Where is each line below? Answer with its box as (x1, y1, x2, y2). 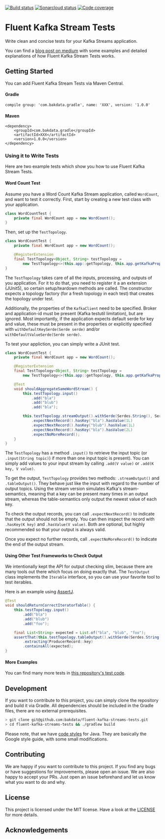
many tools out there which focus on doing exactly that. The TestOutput (5, 569, 150, 575)
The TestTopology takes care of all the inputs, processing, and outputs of (5, 275, 152, 281)
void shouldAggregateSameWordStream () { (14, 387, 98, 391)
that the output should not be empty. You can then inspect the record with (5, 516, 155, 522)
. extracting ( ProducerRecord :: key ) (23, 639, 93, 645)
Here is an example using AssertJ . (5, 589, 75, 595)
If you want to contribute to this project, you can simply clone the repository (5, 697, 159, 704)
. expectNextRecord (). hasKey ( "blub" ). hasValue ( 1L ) (31, 422, 135, 428)
